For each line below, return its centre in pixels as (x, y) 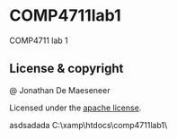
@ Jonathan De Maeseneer (60, 90)
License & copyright (66, 69)
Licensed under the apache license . (75, 108)
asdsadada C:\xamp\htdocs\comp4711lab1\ (88, 125)
